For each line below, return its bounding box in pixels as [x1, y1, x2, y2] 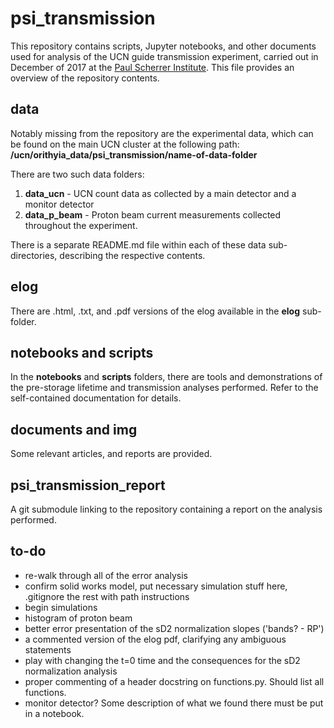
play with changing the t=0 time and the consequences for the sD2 [24, 654, 301, 666]
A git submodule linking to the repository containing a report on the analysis [10, 503, 323, 515]
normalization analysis [24, 665, 118, 677]
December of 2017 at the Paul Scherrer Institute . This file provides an [10, 61, 295, 73]
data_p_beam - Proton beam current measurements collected [24, 208, 282, 221]
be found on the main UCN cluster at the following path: [10, 138, 240, 150]
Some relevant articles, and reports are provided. [10, 448, 213, 460]
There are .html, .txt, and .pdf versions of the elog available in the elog [10, 305, 301, 317]
